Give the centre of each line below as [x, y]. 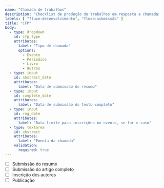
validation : [26, 146]
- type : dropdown [27, 32]
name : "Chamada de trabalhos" [36, 9]
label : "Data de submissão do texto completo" [66, 105]
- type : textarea [27, 127]
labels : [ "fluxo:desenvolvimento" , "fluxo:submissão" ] [64, 19]
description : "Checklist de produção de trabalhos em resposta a [73, 14]
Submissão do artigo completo [43, 169]
